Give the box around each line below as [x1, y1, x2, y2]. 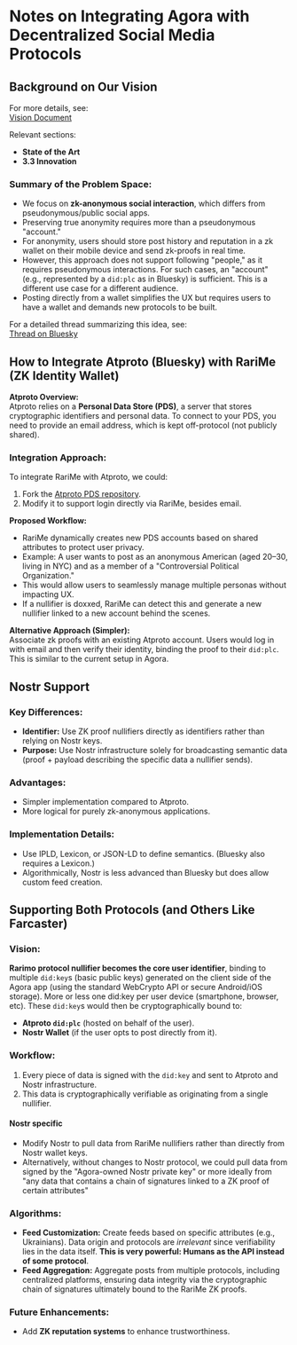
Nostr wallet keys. [21, 1147, 89, 1158]
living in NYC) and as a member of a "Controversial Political [21, 561, 239, 571]
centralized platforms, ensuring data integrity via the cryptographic [21, 1275, 268, 1286]
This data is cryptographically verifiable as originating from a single [21, 1089, 269, 1099]
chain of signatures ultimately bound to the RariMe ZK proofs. [21, 1284, 247, 1294]
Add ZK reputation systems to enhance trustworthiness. [21, 1326, 231, 1337]
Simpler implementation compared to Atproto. [21, 797, 189, 807]
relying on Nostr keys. [21, 735, 103, 746]
